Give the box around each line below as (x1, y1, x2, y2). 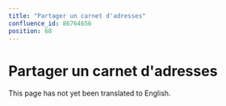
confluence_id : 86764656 (8, 19, 92, 28)
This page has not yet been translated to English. (8, 88, 171, 98)
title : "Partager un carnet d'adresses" (8, 11, 147, 20)
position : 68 (8, 27, 52, 35)
